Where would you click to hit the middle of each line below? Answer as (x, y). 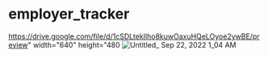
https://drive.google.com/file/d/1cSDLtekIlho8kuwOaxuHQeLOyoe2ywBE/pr (134, 36)
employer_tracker (69, 14)
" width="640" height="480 (74, 44)
